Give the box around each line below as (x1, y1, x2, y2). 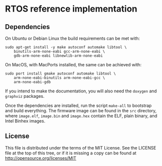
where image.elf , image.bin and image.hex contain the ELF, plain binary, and (5, 113, 158, 119)
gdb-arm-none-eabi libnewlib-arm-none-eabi (14, 53, 103, 58)
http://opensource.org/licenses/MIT (5, 155, 77, 161)
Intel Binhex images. (5, 118, 46, 124)
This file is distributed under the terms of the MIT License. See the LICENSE (5, 145, 157, 151)
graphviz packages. (5, 93, 45, 99)
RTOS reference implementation (5, 3, 137, 15)
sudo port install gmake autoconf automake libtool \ (5, 71, 116, 76)
